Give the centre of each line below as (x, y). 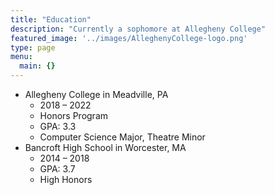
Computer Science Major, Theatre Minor (122, 137)
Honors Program (74, 115)
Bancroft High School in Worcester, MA (105, 147)
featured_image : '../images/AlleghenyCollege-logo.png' (129, 38)
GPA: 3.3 (58, 126)
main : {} (37, 66)
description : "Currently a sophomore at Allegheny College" (138, 29)
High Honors (66, 179)
